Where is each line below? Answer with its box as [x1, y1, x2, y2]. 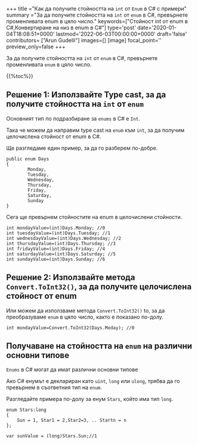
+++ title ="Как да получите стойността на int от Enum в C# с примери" [6, 5, 187, 12]
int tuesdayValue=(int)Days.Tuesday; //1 [6, 230, 111, 236]
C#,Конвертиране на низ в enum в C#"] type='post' [6, 24, 136, 31]
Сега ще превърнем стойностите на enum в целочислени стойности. [6, 213, 182, 220]
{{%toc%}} [6, 73, 34, 79]
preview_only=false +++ [6, 43, 66, 50]
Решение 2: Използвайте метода [6, 273, 135, 283]
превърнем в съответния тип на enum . [6, 384, 103, 391]
